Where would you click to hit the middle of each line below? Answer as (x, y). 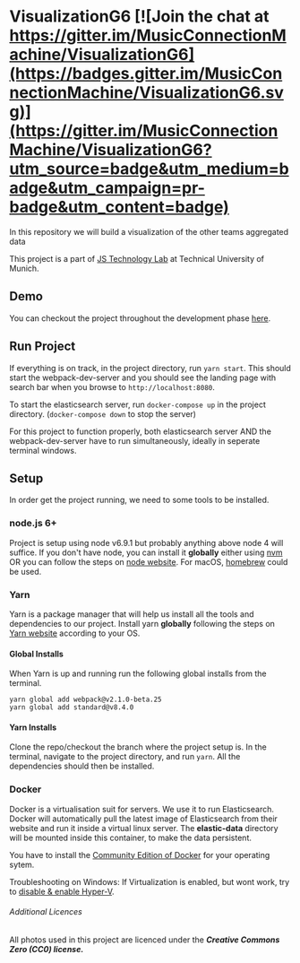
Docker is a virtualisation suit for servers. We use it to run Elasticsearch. (142, 809)
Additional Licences (46, 912)
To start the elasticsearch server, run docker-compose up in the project (137, 404)
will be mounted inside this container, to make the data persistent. (131, 837)
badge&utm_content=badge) (120, 207)
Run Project (43, 347)
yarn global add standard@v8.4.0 (72, 707)
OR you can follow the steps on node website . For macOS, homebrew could (149, 561)
